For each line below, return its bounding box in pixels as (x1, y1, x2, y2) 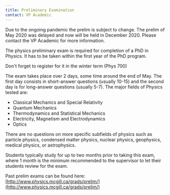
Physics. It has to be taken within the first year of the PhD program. (5, 52, 147, 59)
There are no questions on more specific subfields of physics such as (5, 131, 153, 137)
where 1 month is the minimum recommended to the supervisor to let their (5, 157, 161, 164)
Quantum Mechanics (12, 104, 57, 111)
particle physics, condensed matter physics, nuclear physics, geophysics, (5, 136, 161, 143)
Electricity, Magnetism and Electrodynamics (12, 115, 105, 121)
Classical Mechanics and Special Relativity (12, 99, 103, 105)
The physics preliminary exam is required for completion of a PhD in (5, 47, 149, 54)
